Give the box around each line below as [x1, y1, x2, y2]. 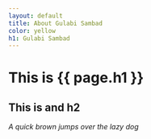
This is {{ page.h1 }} [8, 69, 144, 87]
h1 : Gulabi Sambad [8, 34, 70, 43]
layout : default [8, 11, 63, 20]
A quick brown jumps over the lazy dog [8, 122, 139, 132]
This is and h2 [8, 100, 81, 114]
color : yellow [8, 27, 57, 35]
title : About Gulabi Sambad [8, 19, 103, 27]
